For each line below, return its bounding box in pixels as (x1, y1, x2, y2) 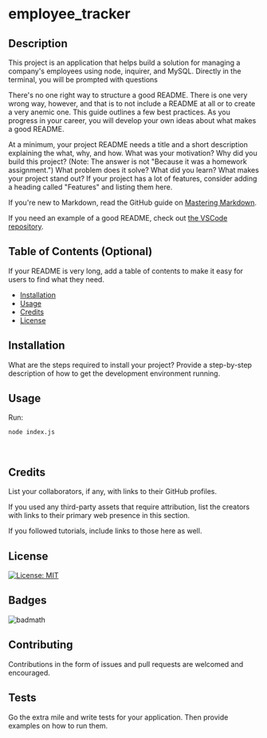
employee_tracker (8, 5, 131, 23)
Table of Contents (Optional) (8, 245, 153, 258)
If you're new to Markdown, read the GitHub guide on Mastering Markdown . (8, 197, 257, 207)
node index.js (8, 429, 56, 437)
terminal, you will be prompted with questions (8, 75, 158, 84)
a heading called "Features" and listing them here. (8, 182, 173, 192)
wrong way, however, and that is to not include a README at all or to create (8, 99, 256, 108)
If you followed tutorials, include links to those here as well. (8, 526, 202, 536)
